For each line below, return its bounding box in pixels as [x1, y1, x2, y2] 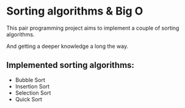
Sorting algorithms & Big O [6, 4, 143, 18]
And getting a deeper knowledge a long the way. [6, 42, 129, 50]
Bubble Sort [15, 76, 46, 83]
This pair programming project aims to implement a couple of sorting [6, 24, 180, 32]
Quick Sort [15, 95, 43, 103]
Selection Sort [15, 89, 51, 96]
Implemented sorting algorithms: [6, 60, 134, 70]
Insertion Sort [15, 83, 50, 90]
